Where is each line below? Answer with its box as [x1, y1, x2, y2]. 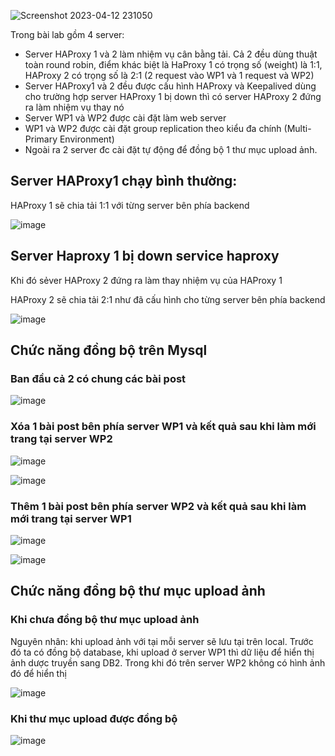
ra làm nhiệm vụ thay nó [24, 101, 125, 113]
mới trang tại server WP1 [10, 511, 132, 525]
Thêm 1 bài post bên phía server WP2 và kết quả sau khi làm [10, 499, 307, 513]
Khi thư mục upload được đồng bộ [10, 711, 178, 725]
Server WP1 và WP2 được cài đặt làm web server [24, 112, 227, 124]
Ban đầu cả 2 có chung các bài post [10, 371, 187, 385]
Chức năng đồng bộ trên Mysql [10, 342, 208, 359]
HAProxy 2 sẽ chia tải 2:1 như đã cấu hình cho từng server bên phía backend [10, 293, 326, 305]
